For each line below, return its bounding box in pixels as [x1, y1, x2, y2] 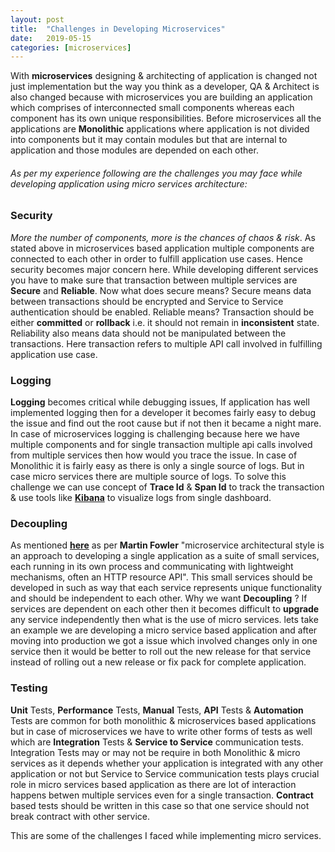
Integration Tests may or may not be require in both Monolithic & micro [10, 746, 301, 758]
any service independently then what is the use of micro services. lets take [10, 614, 319, 626]
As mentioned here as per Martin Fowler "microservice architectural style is [10, 539, 325, 551]
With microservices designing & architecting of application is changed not [10, 70, 318, 82]
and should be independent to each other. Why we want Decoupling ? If [10, 592, 308, 605]
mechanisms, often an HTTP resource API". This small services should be [10, 571, 313, 583]
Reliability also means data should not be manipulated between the [10, 327, 287, 339]
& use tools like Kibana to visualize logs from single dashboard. [10, 492, 272, 504]
